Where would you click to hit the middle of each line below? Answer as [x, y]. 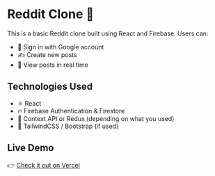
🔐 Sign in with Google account [61, 47]
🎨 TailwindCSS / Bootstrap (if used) [68, 126]
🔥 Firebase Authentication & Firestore [71, 111]
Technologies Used [50, 87]
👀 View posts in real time [53, 65]
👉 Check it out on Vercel [43, 165]
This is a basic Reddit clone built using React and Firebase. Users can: [108, 33]
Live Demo [31, 148]
